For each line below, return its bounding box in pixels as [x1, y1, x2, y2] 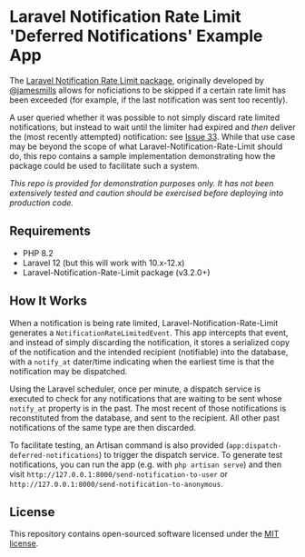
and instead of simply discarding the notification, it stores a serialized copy [9, 336, 290, 347]
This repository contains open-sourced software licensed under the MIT [9, 529, 280, 540]
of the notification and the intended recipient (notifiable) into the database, [9, 346, 289, 357]
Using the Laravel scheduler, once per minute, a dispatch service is [9, 383, 261, 394]
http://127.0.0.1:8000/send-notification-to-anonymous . [9, 478, 224, 489]
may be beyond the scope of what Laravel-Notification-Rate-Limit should [9, 141, 283, 152]
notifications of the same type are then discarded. [9, 422, 197, 433]
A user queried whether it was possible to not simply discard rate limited [9, 112, 280, 123]
